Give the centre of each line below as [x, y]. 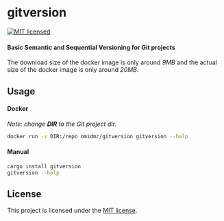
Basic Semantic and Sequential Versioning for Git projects [91, 47]
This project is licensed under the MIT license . [72, 211]
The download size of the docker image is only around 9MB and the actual [112, 62]
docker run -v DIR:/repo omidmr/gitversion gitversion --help [98, 136]
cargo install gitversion [44, 166]
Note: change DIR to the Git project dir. [62, 124]
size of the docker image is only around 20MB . [73, 70]
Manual [18, 152]
